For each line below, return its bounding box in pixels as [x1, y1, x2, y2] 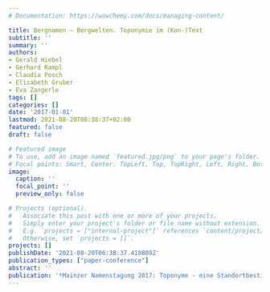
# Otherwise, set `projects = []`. [8, 234, 135, 242]
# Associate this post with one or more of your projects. [8, 212, 218, 220]
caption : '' [15, 175, 56, 183]
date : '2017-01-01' [8, 108, 74, 116]
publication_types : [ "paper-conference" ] [8, 257, 149, 265]
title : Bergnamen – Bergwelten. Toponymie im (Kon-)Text [8, 26, 203, 34]
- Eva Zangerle [8, 86, 59, 94]
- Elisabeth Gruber [8, 78, 74, 87]
